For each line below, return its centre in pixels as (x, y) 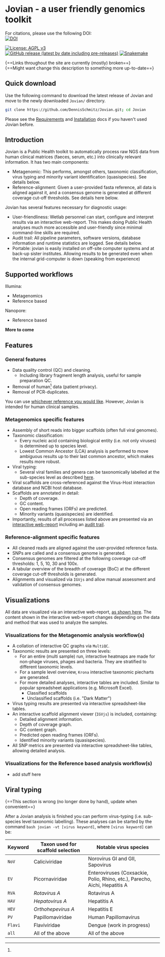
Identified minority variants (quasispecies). (63, 740)
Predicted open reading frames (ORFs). (59, 735)
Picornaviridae (50, 879)
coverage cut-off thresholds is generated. (55, 574)
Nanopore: (16, 311)
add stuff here (27, 774)
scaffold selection (58, 851)
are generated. (35, 677)
